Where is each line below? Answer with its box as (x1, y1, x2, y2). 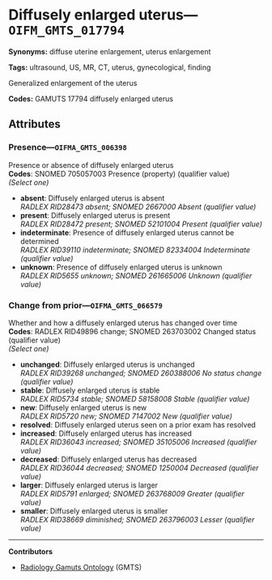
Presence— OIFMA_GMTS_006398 (8, 142, 127, 153)
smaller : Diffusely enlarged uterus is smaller (19, 505, 168, 516)
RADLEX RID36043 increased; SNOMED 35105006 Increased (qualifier (19, 436, 257, 447)
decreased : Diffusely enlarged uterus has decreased (19, 454, 197, 464)
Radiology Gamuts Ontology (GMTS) (19, 562, 142, 572)
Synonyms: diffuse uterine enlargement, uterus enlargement (8, 46, 211, 56)
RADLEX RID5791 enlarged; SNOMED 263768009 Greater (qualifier (19, 488, 244, 498)
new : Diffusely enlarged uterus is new (19, 402, 147, 412)
